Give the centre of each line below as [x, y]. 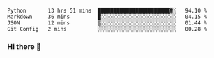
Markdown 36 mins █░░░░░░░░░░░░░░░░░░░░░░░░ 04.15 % [107, 17]
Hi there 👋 [24, 46]
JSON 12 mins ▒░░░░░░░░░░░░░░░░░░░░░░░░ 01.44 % [107, 23]
